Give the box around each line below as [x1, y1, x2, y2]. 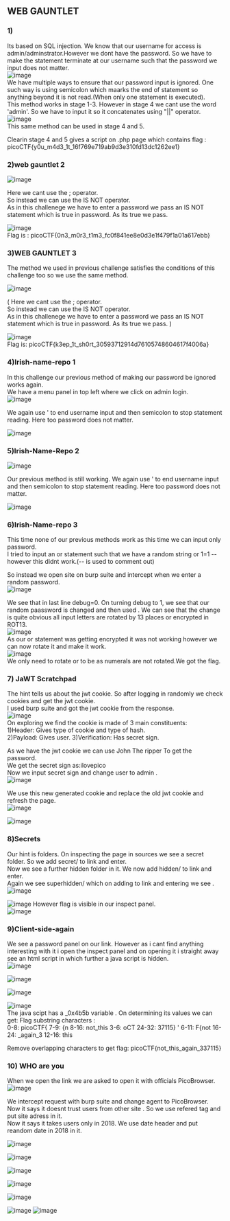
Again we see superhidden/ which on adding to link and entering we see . [7, 879, 214, 887]
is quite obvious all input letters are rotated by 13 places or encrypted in [7, 613, 209, 621]
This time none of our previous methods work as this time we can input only [7, 536, 221, 544]
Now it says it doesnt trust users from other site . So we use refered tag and [7, 1105, 221, 1113]
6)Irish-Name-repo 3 [7, 520, 78, 529]
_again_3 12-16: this [18, 1031, 73, 1039]
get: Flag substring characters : [7, 1016, 96, 1025]
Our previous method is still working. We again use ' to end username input [7, 475, 219, 483]
